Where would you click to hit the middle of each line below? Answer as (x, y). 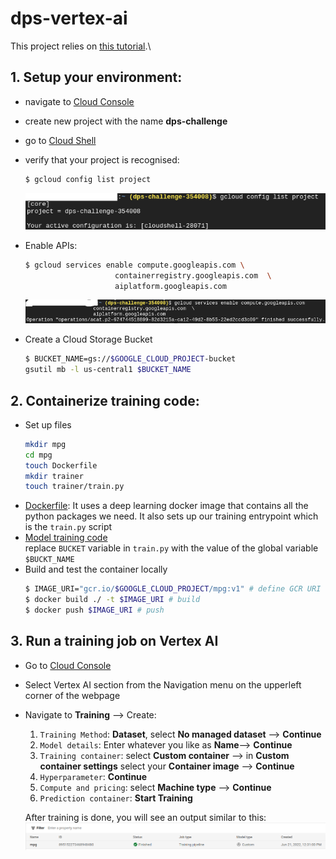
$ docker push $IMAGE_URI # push (94, 610)
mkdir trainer (54, 476)
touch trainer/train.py (74, 487)
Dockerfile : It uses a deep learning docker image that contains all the (166, 506)
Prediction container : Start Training (116, 798)
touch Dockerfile (61, 465)
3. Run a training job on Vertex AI (114, 641)
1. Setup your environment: (96, 77)
